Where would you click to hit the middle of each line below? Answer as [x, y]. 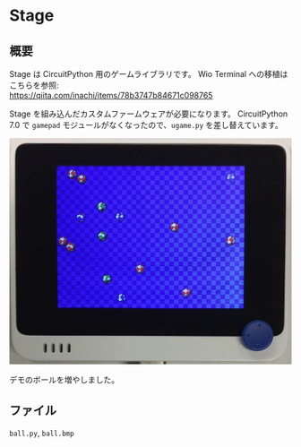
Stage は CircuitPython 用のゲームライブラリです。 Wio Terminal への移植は [149, 74]
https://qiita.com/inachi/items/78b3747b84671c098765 [111, 95]
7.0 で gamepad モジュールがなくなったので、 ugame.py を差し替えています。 [146, 125]
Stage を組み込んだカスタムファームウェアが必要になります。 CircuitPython [149, 114]
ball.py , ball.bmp [42, 433]
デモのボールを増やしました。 [64, 379]
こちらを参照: [34, 85]
